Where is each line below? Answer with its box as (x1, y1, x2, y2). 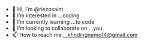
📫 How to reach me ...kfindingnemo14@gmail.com (11, 32, 138, 38)
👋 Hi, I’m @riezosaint (11, 6, 64, 12)
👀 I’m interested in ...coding (11, 12, 80, 19)
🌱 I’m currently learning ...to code (11, 18, 95, 25)
